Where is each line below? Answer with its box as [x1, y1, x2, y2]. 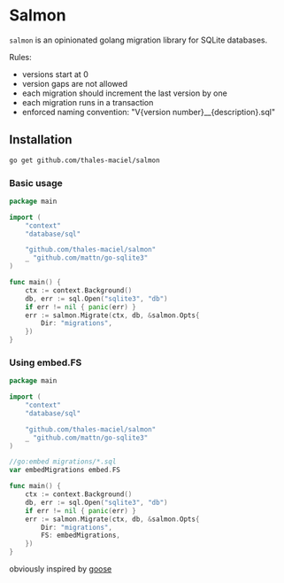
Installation [9, 132, 73, 147]
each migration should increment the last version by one [21, 88, 227, 98]
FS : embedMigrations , [41, 531, 121, 540]
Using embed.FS [9, 356, 82, 369]
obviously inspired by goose [9, 564, 112, 574]
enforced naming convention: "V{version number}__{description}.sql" [21, 106, 276, 117]
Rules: [9, 51, 33, 62]
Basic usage [9, 176, 64, 189]
